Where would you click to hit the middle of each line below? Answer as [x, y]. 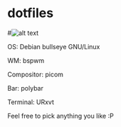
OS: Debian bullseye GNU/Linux [54, 46]
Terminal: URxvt [31, 102]
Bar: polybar [26, 88]
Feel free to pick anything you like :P [60, 116]
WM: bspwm [26, 60]
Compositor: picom [36, 74]
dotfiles [31, 13]
